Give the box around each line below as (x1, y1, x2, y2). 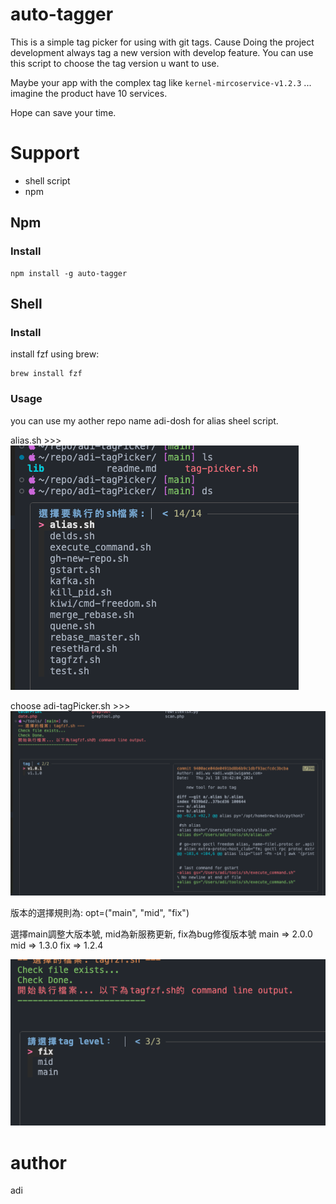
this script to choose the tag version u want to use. (10, 57, 220, 69)
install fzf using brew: (10, 348, 100, 360)
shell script (24, 174, 71, 187)
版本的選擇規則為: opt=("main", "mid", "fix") (10, 906, 190, 918)
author (10, 1151, 68, 1174)
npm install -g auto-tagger (10, 268, 128, 278)
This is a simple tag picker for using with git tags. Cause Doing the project (10, 36, 315, 48)
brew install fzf (10, 369, 83, 379)
